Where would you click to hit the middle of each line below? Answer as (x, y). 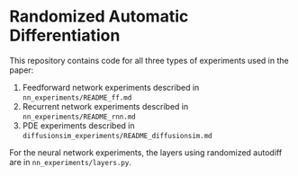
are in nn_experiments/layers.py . (71, 162)
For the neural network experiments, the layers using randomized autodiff (146, 152)
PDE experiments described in (78, 125)
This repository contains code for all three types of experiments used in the (149, 60)
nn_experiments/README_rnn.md (79, 117)
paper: (22, 70)
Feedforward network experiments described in (111, 87)
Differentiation (65, 35)
